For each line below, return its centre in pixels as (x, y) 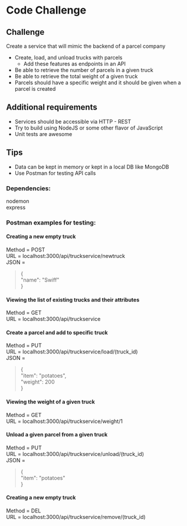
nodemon (18, 201)
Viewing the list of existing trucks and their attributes (73, 300)
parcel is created (35, 89)
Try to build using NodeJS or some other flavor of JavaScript (89, 128)
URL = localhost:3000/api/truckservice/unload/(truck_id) (75, 454)
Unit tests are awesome (43, 134)
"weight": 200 (37, 382)
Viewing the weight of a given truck (51, 402)
